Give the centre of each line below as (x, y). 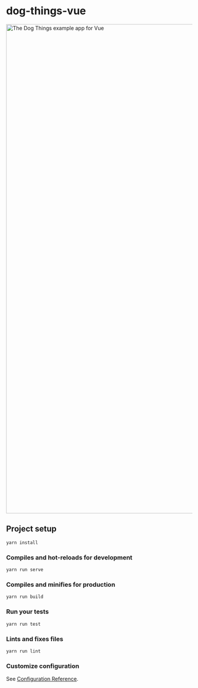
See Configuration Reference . (42, 679)
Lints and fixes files (35, 639)
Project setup (32, 529)
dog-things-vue (46, 11)
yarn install (22, 543)
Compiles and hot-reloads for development (69, 557)
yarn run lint (24, 651)
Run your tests (27, 612)
